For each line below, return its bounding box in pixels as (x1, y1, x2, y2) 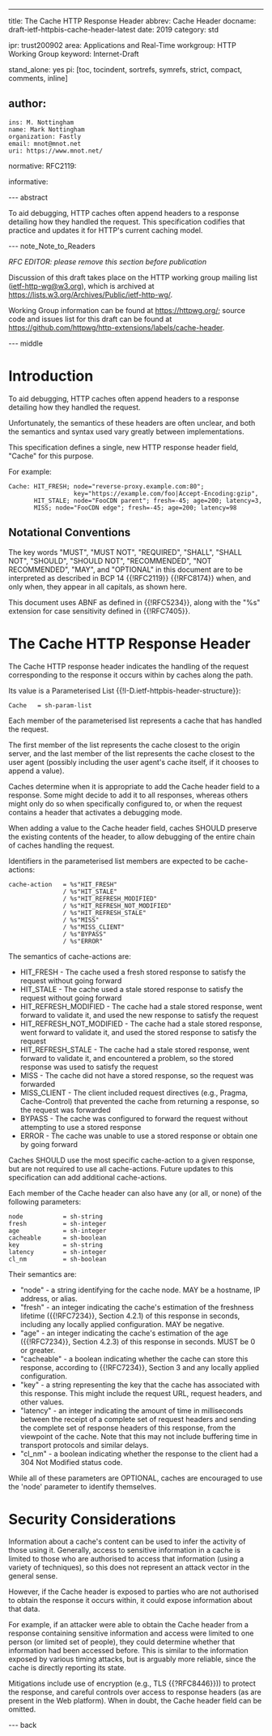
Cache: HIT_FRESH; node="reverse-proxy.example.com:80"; (8, 482, 205, 491)
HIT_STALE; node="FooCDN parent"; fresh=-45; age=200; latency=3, (33, 496, 263, 505)
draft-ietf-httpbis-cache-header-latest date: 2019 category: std (8, 25, 219, 34)
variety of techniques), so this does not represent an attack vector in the (8, 1562, 250, 1572)
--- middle (8, 338, 43, 348)
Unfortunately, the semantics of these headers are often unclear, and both (8, 418, 256, 428)
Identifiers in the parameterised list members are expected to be (8, 856, 223, 866)
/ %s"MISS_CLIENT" (62, 922, 125, 931)
